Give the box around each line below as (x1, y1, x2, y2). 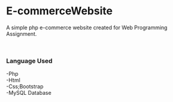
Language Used (6, 57, 53, 65)
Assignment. (6, 30, 37, 37)
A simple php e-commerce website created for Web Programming (6, 24, 168, 31)
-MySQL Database (6, 89, 52, 97)
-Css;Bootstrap (6, 83, 43, 90)
